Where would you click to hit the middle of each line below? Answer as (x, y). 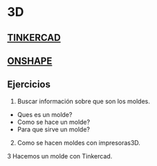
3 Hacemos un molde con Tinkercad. (60, 156)
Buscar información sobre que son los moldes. (84, 101)
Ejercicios (29, 85)
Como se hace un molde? (54, 122)
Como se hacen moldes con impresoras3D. (78, 142)
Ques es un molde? (45, 114)
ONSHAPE (30, 61)
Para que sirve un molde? (54, 129)
